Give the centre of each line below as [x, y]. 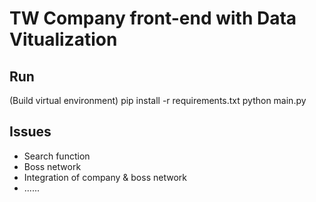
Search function [57, 156]
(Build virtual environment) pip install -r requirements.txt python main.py [158, 100]
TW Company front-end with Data [153, 18]
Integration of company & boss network [105, 177]
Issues [30, 132]
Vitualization [63, 39]
